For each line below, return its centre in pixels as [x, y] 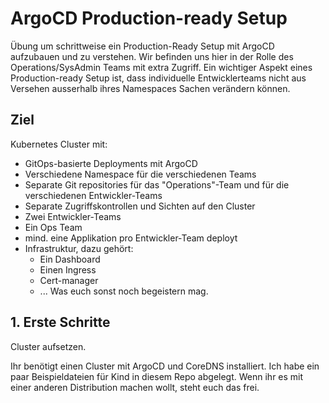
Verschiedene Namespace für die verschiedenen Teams [140, 174]
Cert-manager [69, 280]
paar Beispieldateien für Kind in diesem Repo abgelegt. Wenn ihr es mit [157, 376]
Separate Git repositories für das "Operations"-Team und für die [157, 184]
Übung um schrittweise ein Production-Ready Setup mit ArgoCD [142, 46]
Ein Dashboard [70, 259]
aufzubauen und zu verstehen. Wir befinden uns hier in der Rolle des [152, 56]
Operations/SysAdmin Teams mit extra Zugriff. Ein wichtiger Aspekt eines [161, 67]
